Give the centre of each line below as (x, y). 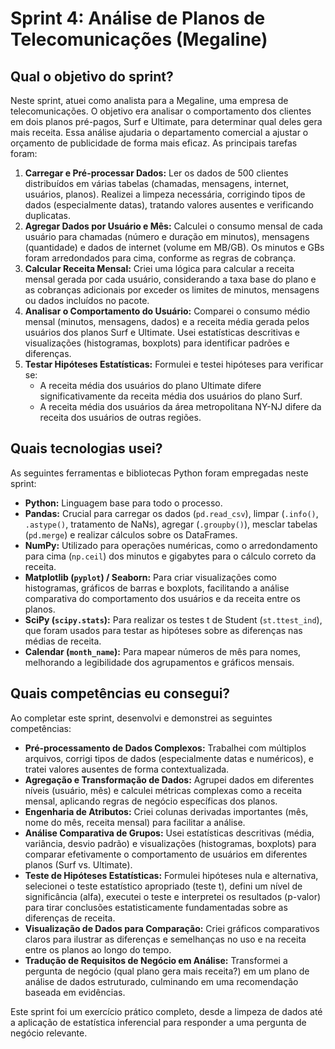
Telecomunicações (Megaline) (139, 39)
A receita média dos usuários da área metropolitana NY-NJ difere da (180, 406)
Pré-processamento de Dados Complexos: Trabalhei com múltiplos (165, 748)
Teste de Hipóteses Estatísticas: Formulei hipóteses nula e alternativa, (171, 875)
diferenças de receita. (70, 918)
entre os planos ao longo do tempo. (98, 949)
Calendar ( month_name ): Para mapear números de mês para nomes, (163, 651)
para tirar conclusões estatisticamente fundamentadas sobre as (156, 907)
